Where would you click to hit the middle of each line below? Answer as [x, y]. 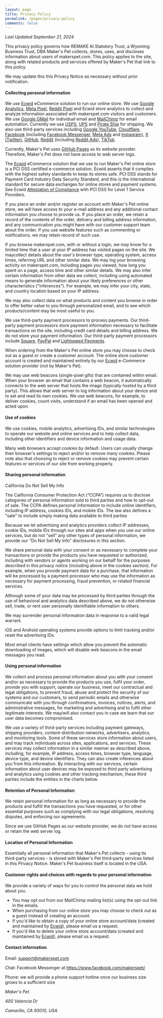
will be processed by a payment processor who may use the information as [80, 576]
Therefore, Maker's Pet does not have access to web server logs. [70, 154]
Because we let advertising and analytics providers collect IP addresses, [77, 525]
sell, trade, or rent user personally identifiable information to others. [73, 606]
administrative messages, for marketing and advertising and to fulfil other [78, 708]
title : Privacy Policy [28, 14]
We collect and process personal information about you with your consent [79, 677]
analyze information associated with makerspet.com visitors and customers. [81, 114]
